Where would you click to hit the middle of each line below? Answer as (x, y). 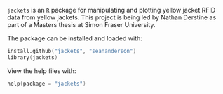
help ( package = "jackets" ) (47, 84)
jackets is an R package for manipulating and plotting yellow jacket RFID (111, 10)
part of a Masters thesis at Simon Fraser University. (81, 25)
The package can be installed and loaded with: (75, 38)
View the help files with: (42, 71)
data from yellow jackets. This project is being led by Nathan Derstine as (112, 17)
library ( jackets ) (33, 57)
